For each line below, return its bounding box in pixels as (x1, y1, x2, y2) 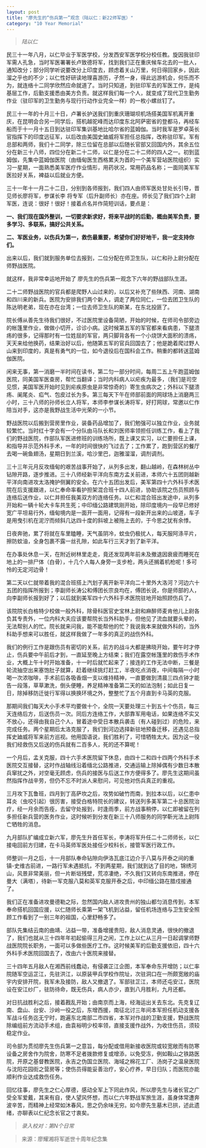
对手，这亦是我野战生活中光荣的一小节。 (17, 406, 120, 414)
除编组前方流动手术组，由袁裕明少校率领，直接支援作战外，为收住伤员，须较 (6, 1022, 200, 1029)
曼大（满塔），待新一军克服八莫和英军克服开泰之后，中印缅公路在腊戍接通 (6, 877, 192, 885)
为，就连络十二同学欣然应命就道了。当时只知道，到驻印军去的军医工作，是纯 (6, 82, 200, 89)
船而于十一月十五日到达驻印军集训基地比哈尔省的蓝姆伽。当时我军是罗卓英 (6, 125, 194, 133)
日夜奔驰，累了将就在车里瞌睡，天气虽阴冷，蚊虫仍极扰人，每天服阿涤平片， (6, 530, 200, 537)
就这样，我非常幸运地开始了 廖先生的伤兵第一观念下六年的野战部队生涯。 (6, 275, 191, 282)
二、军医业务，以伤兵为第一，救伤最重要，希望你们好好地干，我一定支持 (6, 234, 189, 241)
